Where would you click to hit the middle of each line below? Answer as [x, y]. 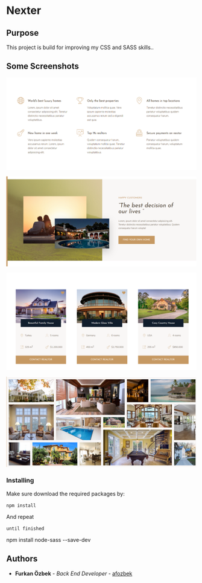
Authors [22, 559]
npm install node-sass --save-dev [49, 539]
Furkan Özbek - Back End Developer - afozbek [74, 573]
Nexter [24, 11]
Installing [20, 480]
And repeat [20, 516]
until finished [25, 529]
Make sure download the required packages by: [66, 493]
